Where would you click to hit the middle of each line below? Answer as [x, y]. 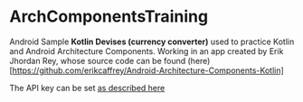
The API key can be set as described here [87, 88]
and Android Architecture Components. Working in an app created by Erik [147, 51]
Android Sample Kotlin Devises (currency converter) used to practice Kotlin [152, 42]
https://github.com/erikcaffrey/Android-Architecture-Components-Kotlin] [148, 70]
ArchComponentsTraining [109, 17]
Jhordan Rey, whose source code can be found [98, 60]
